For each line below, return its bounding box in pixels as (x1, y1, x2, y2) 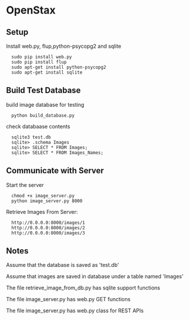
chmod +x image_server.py (11, 193, 75, 199)
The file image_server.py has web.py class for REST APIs (6, 307, 144, 314)
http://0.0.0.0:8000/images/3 (11, 230, 85, 236)
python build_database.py (11, 113, 75, 118)
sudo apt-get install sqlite (11, 70, 83, 75)
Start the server (6, 181, 44, 189)
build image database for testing (6, 101, 85, 108)
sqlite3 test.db (11, 134, 51, 140)
